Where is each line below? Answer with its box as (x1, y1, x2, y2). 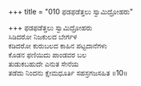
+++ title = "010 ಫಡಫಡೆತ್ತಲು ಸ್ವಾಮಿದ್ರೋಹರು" (8, 7, 134, 16)
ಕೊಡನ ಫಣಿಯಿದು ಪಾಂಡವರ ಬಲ (8, 50, 87, 59)
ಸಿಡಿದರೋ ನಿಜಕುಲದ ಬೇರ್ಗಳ (8, 32, 78, 41)
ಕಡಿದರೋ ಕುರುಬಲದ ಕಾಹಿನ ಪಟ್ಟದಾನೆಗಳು (8, 41, 107, 51)
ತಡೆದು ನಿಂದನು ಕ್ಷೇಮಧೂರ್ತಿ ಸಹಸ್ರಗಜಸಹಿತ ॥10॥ (8, 68, 128, 77)
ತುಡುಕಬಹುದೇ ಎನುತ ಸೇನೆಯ (8, 59, 79, 68)
